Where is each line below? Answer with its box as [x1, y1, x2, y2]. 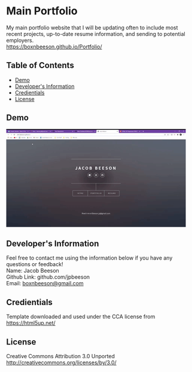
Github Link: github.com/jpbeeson [6, 273, 90, 280]
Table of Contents [6, 60, 75, 71]
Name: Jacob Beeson [6, 267, 60, 275]
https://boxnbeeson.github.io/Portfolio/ [6, 43, 102, 50]
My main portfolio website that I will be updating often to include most [6, 24, 178, 31]
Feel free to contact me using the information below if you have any [6, 254, 173, 261]
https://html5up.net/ [6, 319, 56, 327]
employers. [6, 36, 34, 44]
